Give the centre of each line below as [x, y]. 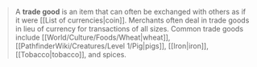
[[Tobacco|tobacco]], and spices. [70, 54]
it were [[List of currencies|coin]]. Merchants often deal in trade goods [132, 20]
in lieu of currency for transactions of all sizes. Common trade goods [129, 29]
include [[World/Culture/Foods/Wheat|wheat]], [93, 37]
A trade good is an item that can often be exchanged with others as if [131, 12]
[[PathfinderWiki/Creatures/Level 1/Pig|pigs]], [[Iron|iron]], [112, 46]
